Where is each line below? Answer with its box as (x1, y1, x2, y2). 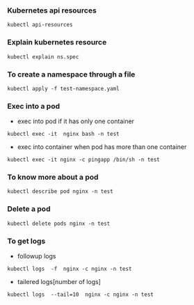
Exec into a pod (7, 101, 60, 111)
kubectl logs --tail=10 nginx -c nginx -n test (7, 291, 154, 298)
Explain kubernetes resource (7, 38, 107, 47)
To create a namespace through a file (7, 69, 136, 79)
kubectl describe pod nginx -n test (7, 188, 113, 195)
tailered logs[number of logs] (17, 278, 101, 286)
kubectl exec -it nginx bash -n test (7, 131, 120, 138)
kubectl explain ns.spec (7, 53, 79, 61)
